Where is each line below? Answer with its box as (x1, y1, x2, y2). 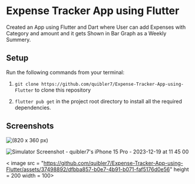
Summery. (6, 36, 31, 43)
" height (170, 166, 190, 173)
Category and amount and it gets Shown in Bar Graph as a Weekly (6, 29, 167, 36)
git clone (14, 81, 39, 87)
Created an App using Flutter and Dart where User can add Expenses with (6, 24, 186, 31)
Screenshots (6, 121, 54, 131)
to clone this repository (34, 86, 91, 93)
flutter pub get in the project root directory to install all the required (14, 98, 183, 105)
